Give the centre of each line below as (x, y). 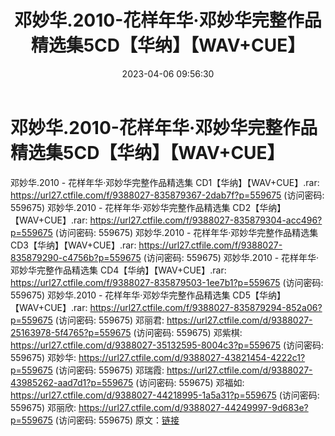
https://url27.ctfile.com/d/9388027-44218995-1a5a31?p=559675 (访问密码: (165, 395)
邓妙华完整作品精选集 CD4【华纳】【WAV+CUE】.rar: (118, 270)
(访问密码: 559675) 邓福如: (190, 382)
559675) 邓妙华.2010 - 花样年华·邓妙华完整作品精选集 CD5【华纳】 (148, 295)
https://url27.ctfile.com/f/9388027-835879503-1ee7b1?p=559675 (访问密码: (167, 282)
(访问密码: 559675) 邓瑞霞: (109, 370)
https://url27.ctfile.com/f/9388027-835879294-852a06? (206, 307)
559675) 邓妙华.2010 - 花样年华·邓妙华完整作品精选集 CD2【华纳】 (148, 207)
